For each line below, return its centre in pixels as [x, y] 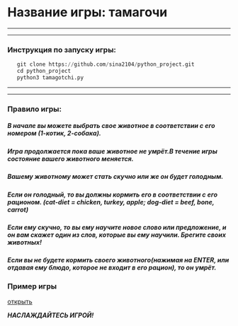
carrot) [18, 209]
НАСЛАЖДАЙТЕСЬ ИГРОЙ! [51, 315]
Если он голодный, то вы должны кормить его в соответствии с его [113, 194]
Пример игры [32, 286]
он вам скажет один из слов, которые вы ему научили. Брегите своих [117, 235]
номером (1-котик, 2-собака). [54, 133]
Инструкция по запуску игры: [62, 50]
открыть [20, 302]
